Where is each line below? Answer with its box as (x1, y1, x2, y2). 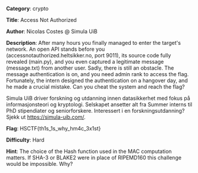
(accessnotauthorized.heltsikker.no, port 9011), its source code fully (6, 52, 171, 58)
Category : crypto (6, 5, 49, 12)
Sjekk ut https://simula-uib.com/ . (6, 113, 86, 120)
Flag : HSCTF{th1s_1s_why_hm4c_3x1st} (6, 125, 101, 132)
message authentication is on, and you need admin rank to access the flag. (6, 71, 189, 77)
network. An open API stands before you (6, 45, 105, 53)
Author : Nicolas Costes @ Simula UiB (6, 28, 98, 35)
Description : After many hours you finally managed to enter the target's (6, 40, 181, 46)
